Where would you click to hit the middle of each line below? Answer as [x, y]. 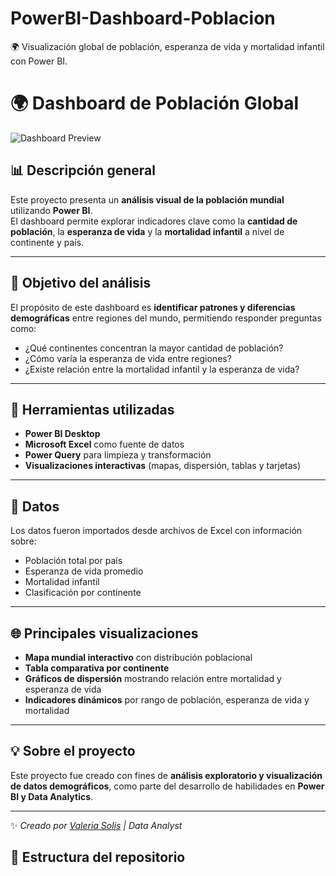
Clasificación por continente [83, 593]
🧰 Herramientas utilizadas [92, 409]
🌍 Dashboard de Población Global [155, 103]
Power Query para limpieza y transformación [118, 455]
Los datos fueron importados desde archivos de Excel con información [156, 531]
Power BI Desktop [62, 434]
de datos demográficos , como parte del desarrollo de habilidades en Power [167, 786]
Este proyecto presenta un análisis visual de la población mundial [147, 199]
